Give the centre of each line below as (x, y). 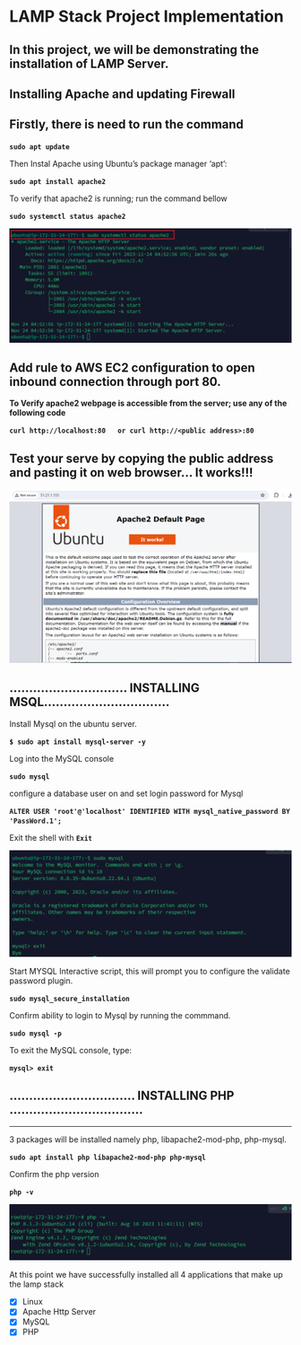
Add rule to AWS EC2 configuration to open (132, 367)
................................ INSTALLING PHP (122, 1095)
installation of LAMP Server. (89, 63)
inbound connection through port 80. (115, 382)
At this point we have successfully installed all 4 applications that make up (146, 1275)
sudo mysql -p (36, 1034)
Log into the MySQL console (62, 758)
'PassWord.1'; (36, 821)
